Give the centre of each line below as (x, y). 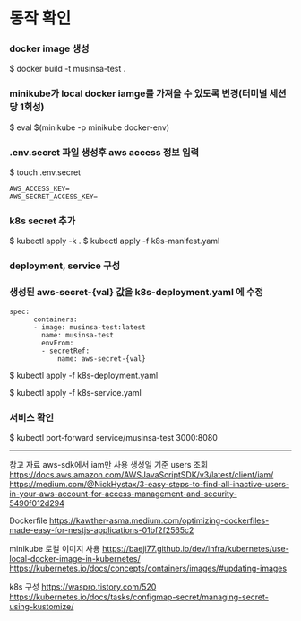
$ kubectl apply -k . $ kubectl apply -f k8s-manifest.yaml (115, 241)
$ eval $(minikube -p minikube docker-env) (90, 127)
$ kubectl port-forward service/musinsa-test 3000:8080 (113, 437)
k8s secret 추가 (43, 221)
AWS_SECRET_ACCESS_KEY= (54, 197)
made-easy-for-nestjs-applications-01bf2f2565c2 (102, 529)
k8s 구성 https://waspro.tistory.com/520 (83, 586)
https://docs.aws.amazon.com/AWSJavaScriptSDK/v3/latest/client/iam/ (142, 474)
